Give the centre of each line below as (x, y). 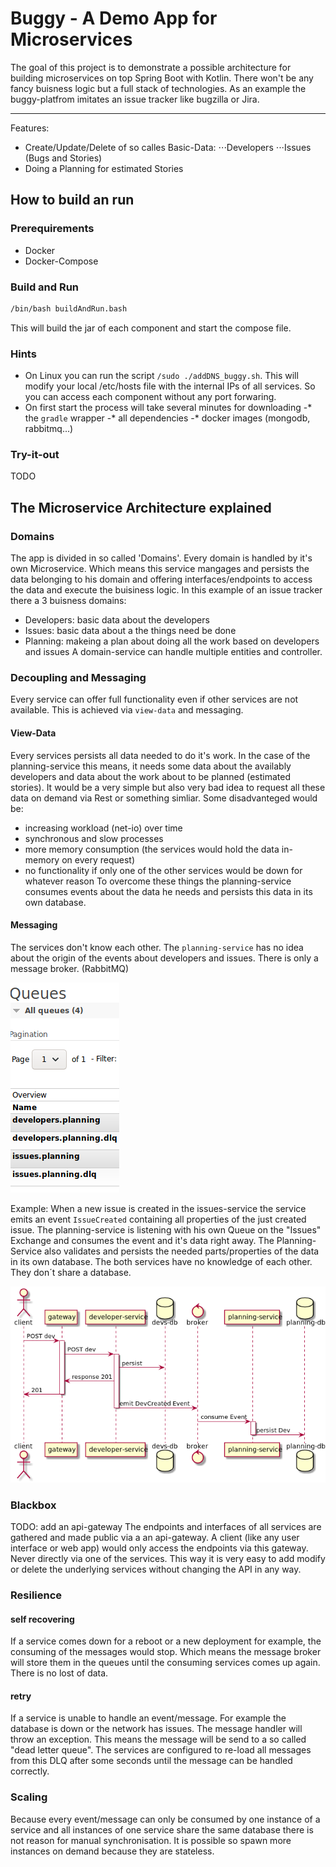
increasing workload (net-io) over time (103, 828)
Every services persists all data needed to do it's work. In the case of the (160, 755)
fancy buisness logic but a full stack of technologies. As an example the (158, 88)
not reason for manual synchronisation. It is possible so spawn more (151, 1840)
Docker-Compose (61, 261)
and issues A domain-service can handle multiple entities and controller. (173, 652)
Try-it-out (35, 455)
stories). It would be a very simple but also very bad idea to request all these (168, 787)
